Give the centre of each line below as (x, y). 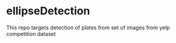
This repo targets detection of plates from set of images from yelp (88, 27)
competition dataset (31, 33)
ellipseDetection (48, 11)
